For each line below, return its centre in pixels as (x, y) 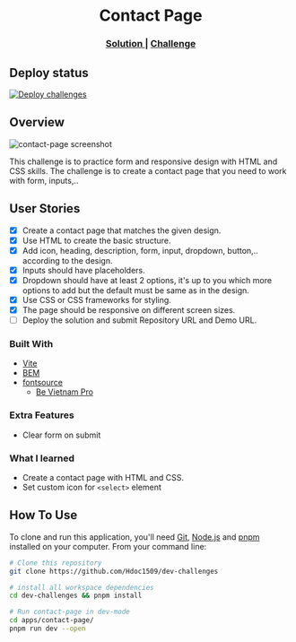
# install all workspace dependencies (82, 587)
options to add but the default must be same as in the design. (135, 290)
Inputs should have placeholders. (83, 270)
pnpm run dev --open (48, 629)
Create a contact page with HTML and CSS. (103, 477)
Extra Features (42, 415)
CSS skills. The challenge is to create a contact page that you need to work (148, 170)
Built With (31, 343)
